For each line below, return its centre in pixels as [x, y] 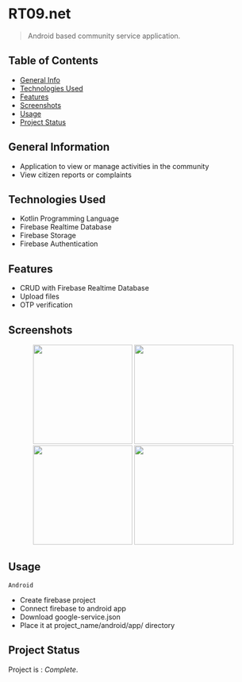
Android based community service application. [104, 36]
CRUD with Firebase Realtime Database [84, 288]
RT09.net [40, 14]
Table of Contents [54, 61]
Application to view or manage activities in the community [114, 166]
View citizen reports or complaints [76, 175]
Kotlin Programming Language [69, 218]
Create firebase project [58, 599]
